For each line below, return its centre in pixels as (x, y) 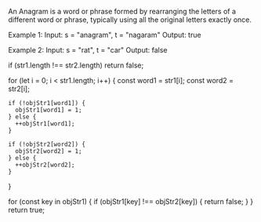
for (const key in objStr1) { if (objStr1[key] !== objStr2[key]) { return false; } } (131, 202)
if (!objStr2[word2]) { (47, 144)
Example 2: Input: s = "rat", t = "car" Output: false (88, 50)
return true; (27, 210)
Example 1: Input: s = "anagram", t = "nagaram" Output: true (105, 35)
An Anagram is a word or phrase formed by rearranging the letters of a (122, 11)
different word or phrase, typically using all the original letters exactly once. (130, 20)
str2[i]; (19, 89)
